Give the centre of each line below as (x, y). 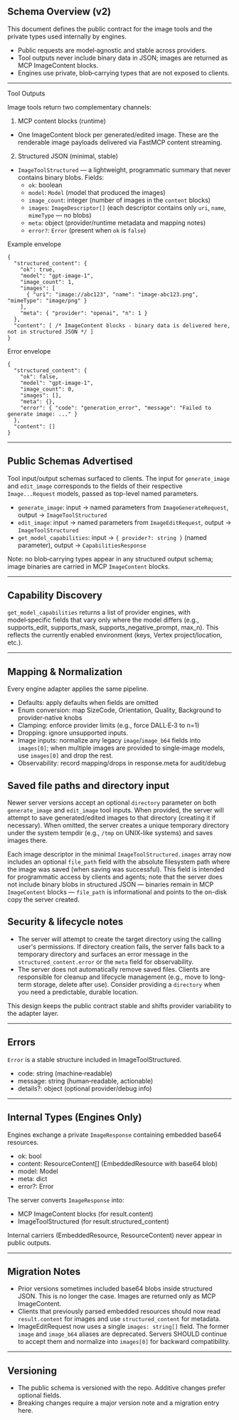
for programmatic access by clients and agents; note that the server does (115, 877)
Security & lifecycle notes (65, 922)
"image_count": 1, (47, 282)
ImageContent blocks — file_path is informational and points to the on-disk (117, 892)
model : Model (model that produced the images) (97, 192)
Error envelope (29, 351)
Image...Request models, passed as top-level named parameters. (103, 493)
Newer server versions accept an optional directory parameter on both (112, 802)
